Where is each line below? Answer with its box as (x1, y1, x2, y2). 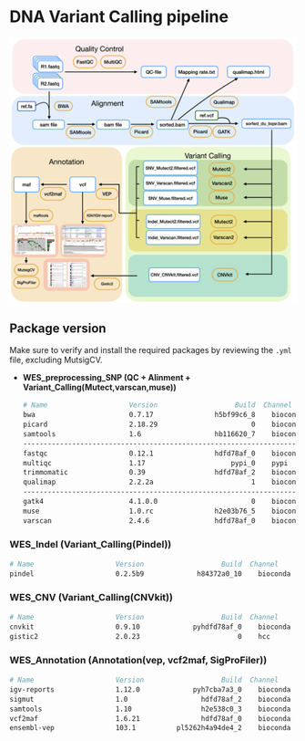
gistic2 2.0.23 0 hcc (9, 631, 271, 641)
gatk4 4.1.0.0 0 (22, 497, 256, 506)
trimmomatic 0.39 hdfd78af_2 (22, 468, 256, 477)
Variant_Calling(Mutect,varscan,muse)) (22, 381, 178, 393)
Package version (9, 320, 107, 336)
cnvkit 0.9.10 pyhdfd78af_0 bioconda (9, 622, 291, 631)
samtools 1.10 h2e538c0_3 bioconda (9, 704, 291, 714)
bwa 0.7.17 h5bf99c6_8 (22, 411, 256, 420)
